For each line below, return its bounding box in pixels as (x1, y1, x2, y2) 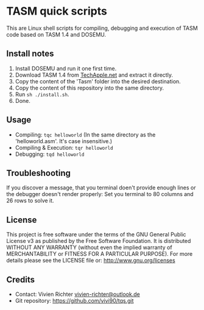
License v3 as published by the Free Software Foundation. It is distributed (6, 238, 191, 245)
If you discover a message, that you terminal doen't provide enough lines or (6, 184, 196, 191)
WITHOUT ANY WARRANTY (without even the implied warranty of (6, 244, 172, 251)
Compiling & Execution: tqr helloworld (15, 144, 114, 151)
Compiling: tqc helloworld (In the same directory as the (15, 131, 156, 138)
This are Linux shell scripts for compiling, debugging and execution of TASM (6, 24, 198, 32)
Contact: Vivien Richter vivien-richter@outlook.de (15, 291, 140, 298)
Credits (6, 274, 35, 284)
